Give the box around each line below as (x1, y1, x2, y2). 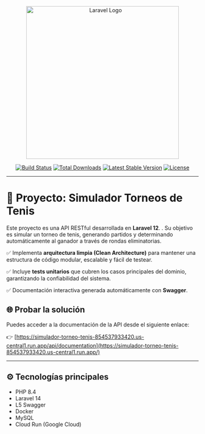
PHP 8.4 (15, 388, 37, 395)
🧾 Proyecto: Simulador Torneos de (6, 191, 183, 205)
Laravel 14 (15, 394, 41, 402)
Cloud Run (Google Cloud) (15, 421, 82, 428)
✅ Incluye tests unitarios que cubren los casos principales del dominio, (6, 268, 187, 275)
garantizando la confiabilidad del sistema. (6, 274, 111, 282)
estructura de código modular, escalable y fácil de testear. (6, 256, 153, 263)
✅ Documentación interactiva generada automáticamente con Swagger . (6, 286, 188, 293)
